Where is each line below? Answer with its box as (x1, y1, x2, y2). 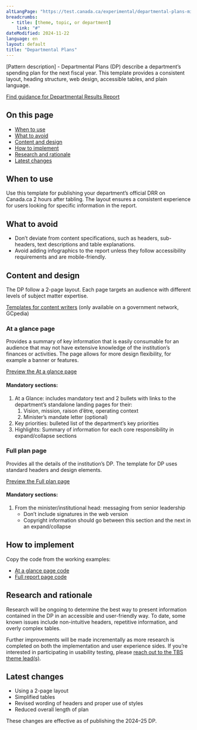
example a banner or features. (6, 357, 79, 364)
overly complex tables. (6, 624, 61, 632)
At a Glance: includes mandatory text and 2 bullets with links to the (14, 394, 176, 401)
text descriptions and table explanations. (37, 241, 136, 248)
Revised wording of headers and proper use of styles (14, 700, 144, 707)
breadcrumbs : (6, 14, 38, 20)
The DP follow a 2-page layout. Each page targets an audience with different (6, 286, 191, 293)
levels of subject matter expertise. (6, 292, 89, 299)
